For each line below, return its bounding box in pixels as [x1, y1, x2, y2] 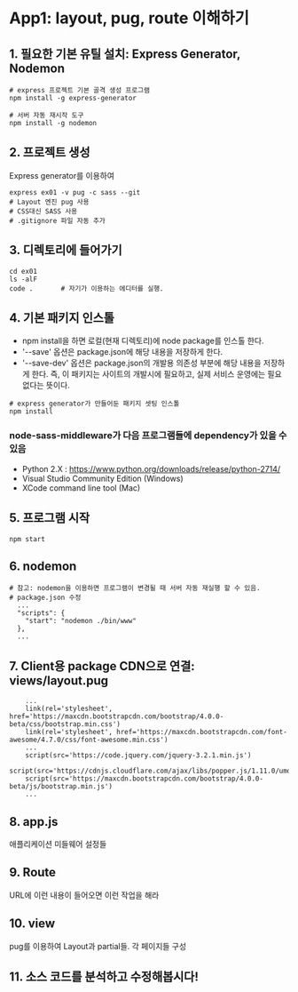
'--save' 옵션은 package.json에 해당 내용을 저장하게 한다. [21, 347, 223, 357]
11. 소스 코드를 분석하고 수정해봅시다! [9, 970, 200, 984]
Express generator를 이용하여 [9, 170, 115, 180]
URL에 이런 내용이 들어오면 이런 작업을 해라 [9, 890, 160, 900]
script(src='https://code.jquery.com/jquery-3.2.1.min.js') [25, 751, 252, 760]
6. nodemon [9, 558, 77, 573]
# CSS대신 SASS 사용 [9, 206, 78, 216]
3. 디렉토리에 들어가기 [9, 243, 122, 258]
